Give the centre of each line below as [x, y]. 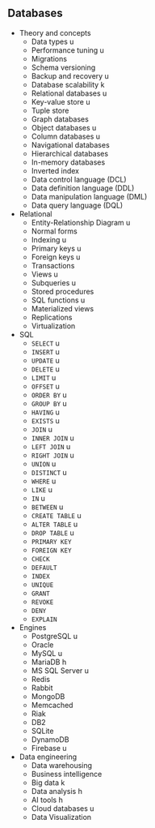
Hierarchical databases [70, 153]
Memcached [52, 705]
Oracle [42, 645]
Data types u [52, 41]
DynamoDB [50, 739]
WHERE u [44, 481]
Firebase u [49, 748]
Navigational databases [70, 144]
